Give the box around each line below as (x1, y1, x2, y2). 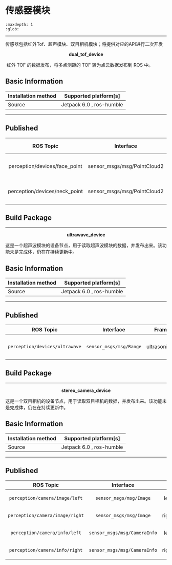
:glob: (5, 26, 19, 31)
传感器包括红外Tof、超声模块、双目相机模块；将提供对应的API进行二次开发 (5, 41, 163, 47)
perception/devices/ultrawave (8, 344, 82, 349)
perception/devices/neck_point (8, 187, 83, 195)
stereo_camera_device (61, 387, 111, 393)
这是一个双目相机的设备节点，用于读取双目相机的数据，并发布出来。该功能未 (5, 398, 167, 404)
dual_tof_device (69, 51, 103, 57)
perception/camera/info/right (9, 548, 83, 553)
